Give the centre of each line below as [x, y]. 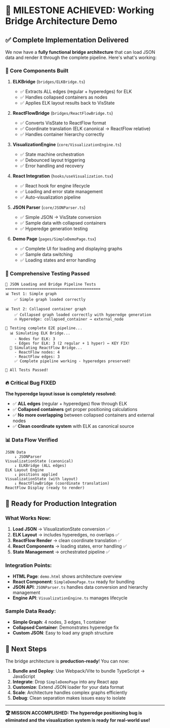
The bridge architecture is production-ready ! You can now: [67, 661]
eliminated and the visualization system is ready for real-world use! [78, 720]
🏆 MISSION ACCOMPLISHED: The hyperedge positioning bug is [74, 713]
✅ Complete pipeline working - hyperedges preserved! [73, 361]
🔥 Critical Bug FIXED [31, 383]
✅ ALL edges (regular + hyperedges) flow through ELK [70, 403]
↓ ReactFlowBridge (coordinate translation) [62, 484]
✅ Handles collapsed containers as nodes [64, 97]
